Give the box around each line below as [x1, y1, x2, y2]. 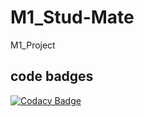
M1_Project [10, 39, 56, 51]
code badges [10, 68, 94, 85]
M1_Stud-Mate [10, 6, 135, 29]
